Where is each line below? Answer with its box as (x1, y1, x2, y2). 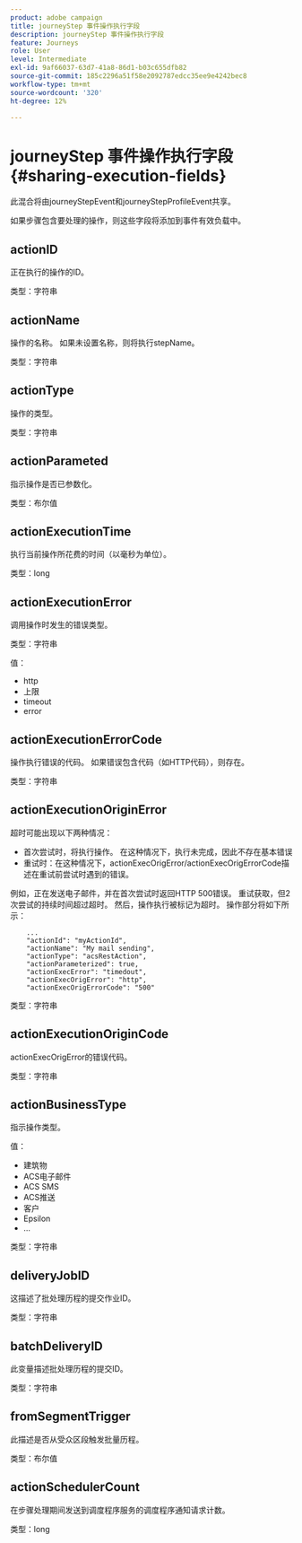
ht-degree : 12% (10, 96, 67, 106)
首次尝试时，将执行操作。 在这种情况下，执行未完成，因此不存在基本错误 (22, 846, 293, 857)
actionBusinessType (10, 1097, 126, 1112)
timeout (22, 696, 52, 707)
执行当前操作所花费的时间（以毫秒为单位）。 (10, 549, 171, 560)
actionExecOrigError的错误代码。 (10, 1051, 133, 1062)
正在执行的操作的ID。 (10, 266, 89, 278)
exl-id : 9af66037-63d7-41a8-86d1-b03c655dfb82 (10, 64, 187, 73)
